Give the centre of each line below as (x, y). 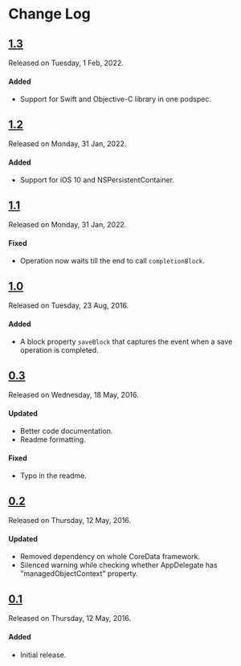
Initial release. (43, 655)
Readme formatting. (53, 439)
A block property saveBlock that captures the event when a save (126, 341)
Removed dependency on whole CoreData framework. (110, 557)
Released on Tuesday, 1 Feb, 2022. (66, 63)
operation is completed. (59, 350)
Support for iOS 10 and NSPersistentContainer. (97, 180)
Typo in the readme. (53, 476)
